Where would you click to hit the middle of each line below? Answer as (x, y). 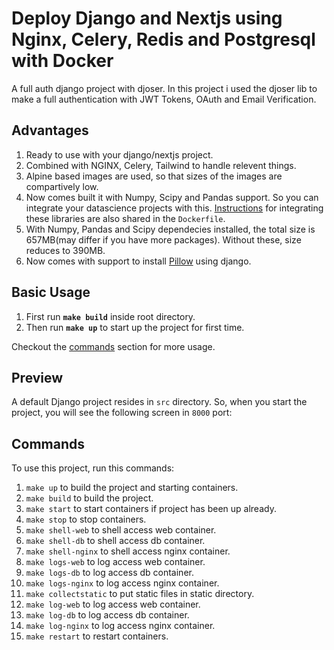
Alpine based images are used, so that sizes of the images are (154, 176)
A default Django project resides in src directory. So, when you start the (159, 402)
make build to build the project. (89, 498)
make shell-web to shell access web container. (121, 530)
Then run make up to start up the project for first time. (135, 327)
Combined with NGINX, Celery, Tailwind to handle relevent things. (161, 165)
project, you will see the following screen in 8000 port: (122, 413)
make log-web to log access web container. (113, 604)
